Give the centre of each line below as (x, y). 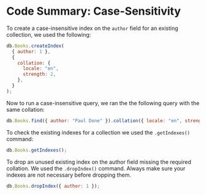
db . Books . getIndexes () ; (37, 150)
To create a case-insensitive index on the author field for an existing (93, 28)
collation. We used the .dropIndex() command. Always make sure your (96, 168)
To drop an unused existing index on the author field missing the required (99, 162)
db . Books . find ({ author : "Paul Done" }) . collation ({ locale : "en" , (94, 120)
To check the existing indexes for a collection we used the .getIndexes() (98, 132)
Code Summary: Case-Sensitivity (93, 11)
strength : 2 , (39, 75)
